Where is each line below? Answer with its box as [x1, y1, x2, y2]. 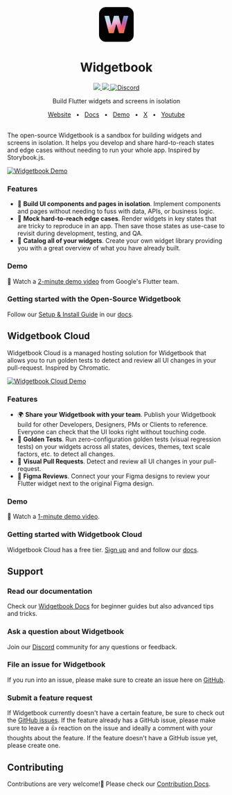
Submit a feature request [7, 693, 93, 703]
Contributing [7, 761, 64, 773]
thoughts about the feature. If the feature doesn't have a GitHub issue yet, [7, 734, 218, 742]
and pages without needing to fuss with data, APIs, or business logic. [17, 207, 215, 216]
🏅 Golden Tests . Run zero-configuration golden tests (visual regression [17, 435, 222, 443]
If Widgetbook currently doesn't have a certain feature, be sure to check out [7, 709, 225, 717]
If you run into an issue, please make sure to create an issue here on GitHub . [7, 676, 225, 684]
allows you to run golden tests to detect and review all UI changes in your [7, 356, 217, 364]
